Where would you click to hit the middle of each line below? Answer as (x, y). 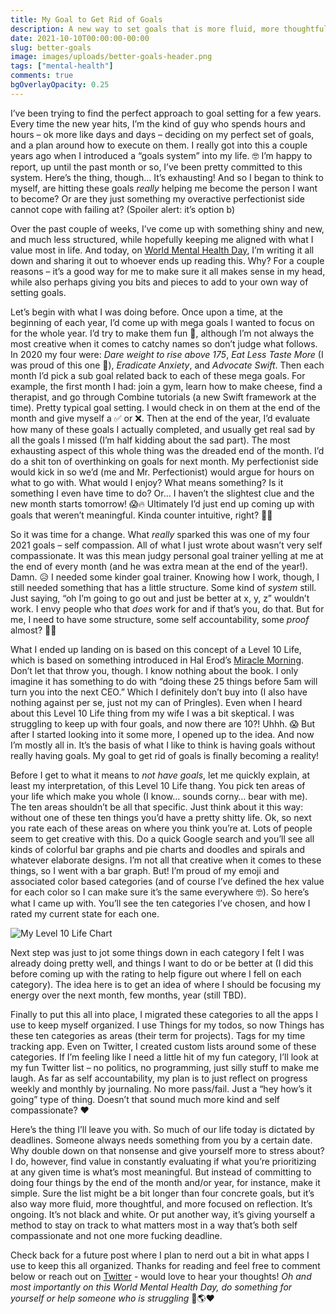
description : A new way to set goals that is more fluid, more (145, 29)
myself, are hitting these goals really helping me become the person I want (164, 188)
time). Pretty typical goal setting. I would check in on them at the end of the (165, 407)
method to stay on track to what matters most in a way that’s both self (154, 1225)
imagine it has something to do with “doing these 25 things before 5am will (164, 681)
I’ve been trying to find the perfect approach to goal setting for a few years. (166, 113)
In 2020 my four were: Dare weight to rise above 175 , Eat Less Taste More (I (167, 354)
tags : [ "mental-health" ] (62, 66)
